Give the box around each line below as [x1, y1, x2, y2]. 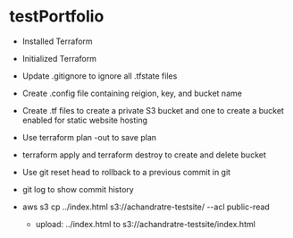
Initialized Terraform [21, 53, 96, 64]
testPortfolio [9, 6, 105, 27]
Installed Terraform [21, 36, 93, 47]
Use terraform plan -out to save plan [21, 132, 157, 142]
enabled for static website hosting [21, 115, 148, 125]
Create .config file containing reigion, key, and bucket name [21, 88, 243, 98]
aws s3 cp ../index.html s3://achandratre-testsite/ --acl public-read [21, 201, 270, 212]
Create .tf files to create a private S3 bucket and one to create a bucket [21, 105, 284, 115]
